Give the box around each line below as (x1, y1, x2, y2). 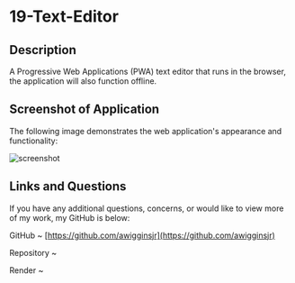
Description (9, 42, 76, 58)
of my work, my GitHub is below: (9, 212, 130, 223)
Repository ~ (9, 247, 58, 258)
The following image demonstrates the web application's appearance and (9, 125, 282, 136)
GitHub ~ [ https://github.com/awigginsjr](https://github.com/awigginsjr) (9, 230, 276, 241)
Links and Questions (9, 178, 127, 195)
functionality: (9, 135, 58, 146)
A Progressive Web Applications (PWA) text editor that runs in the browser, (9, 66, 286, 77)
